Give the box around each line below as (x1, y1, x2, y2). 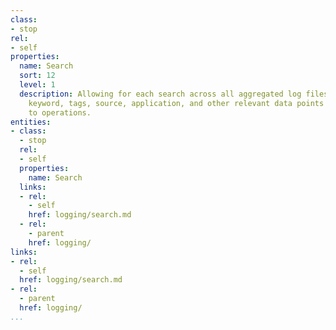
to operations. (28, 107, 92, 118)
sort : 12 (19, 71, 56, 81)
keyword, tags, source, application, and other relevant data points (28, 98, 325, 108)
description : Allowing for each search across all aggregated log (19, 89, 302, 99)
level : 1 (19, 80, 56, 90)
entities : (10, 117, 52, 127)
